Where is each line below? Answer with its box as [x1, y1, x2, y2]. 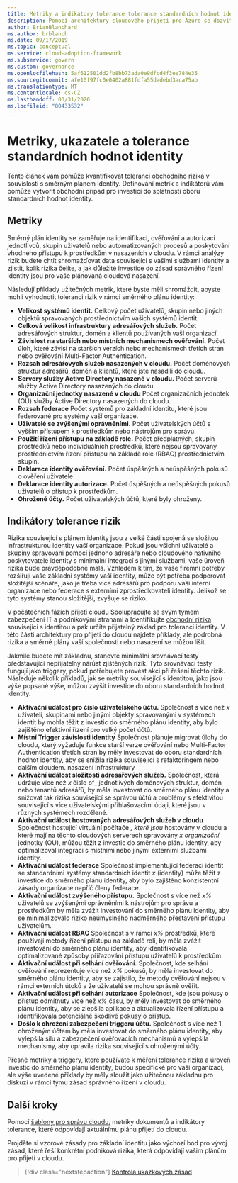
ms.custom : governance [7, 63, 74, 70]
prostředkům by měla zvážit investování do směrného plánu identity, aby [17, 907, 229, 915]
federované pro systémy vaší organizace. [17, 412, 139, 420]
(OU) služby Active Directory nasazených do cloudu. [17, 396, 171, 405]
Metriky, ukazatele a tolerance [7, 133, 190, 150]
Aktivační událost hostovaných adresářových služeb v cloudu [17, 816, 204, 824]
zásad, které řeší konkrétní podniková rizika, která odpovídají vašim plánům [7, 1146, 227, 1155]
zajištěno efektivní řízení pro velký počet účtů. [17, 726, 152, 734]
